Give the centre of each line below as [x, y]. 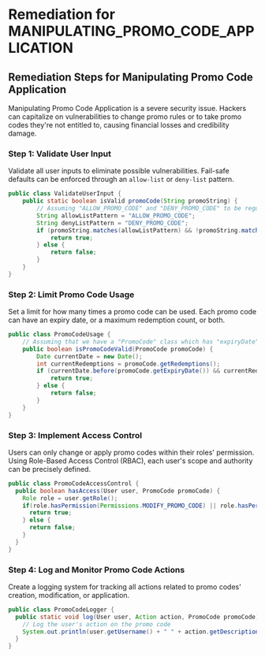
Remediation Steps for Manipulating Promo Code [131, 77]
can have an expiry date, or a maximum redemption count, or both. [117, 320]
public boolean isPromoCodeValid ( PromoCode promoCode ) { [118, 349]
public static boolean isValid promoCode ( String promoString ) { [130, 201]
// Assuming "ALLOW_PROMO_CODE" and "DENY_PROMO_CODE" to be [139, 209]
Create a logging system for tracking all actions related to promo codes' [125, 586]
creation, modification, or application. [69, 595]
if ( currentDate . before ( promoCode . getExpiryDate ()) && [129, 371]
